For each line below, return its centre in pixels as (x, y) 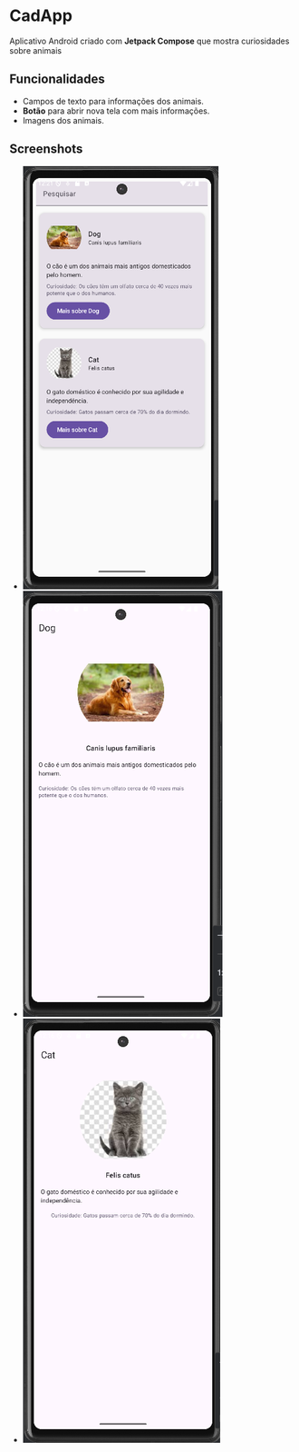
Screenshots (46, 149)
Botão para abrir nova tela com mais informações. (116, 111)
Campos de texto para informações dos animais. (113, 101)
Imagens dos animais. (63, 120)
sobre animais (35, 50)
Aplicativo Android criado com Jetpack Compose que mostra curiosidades (149, 41)
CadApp (41, 16)
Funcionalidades (58, 80)
